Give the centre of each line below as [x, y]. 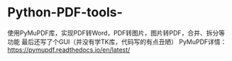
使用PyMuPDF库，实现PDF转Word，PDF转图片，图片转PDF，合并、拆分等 [116, 33]
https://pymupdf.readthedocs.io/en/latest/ [69, 50]
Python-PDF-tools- [65, 12]
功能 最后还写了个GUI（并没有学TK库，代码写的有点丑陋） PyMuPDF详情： [117, 41]
